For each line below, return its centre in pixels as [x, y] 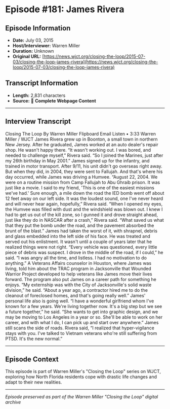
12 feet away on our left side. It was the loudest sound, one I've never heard [84, 198]
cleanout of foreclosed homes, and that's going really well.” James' [75, 295]
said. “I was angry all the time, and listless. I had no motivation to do [76, 258]
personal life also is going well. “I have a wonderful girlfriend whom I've [80, 301]
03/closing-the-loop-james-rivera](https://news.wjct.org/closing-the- [85, 62]
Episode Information [38, 28]
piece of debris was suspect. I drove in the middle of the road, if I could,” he [84, 252]
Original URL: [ [28, 56]
